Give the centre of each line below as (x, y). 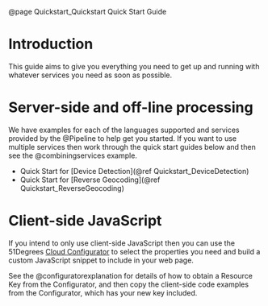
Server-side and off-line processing (131, 108)
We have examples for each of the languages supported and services (124, 130)
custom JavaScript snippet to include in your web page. (101, 260)
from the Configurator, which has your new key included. (103, 292)
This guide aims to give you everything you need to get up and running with (134, 66)
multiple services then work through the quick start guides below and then (132, 147)
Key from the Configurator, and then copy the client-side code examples (128, 284)
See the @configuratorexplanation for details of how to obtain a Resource (130, 275)
